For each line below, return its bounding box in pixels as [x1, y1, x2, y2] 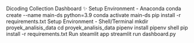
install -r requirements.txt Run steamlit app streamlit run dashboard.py [6, 31, 176, 37]
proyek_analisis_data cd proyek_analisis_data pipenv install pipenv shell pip [6, 24, 188, 31]
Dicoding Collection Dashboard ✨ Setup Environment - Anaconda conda [6, 5, 181, 12]
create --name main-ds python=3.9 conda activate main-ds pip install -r [6, 12, 181, 18]
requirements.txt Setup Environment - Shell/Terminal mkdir [6, 18, 149, 25]
